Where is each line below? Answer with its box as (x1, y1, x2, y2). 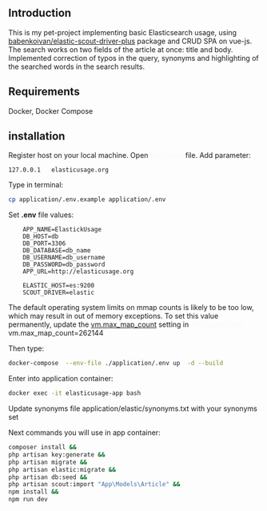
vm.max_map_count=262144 (8, 328, 104, 338)
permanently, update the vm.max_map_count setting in (8, 320, 189, 329)
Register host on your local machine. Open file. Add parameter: (8, 151, 252, 160)
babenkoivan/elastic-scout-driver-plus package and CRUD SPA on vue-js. (8, 36, 253, 46)
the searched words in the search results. (8, 62, 145, 71)
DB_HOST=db (22, 232, 59, 241)
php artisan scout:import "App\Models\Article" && (8, 481, 181, 489)
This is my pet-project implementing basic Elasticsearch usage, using (8, 27, 237, 37)
